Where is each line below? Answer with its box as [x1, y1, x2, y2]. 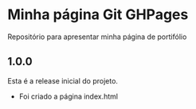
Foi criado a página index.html [18, 91, 119, 101]
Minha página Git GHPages [7, 6, 189, 24]
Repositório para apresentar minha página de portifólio [7, 32, 187, 41]
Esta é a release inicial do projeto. [7, 76, 119, 85]
